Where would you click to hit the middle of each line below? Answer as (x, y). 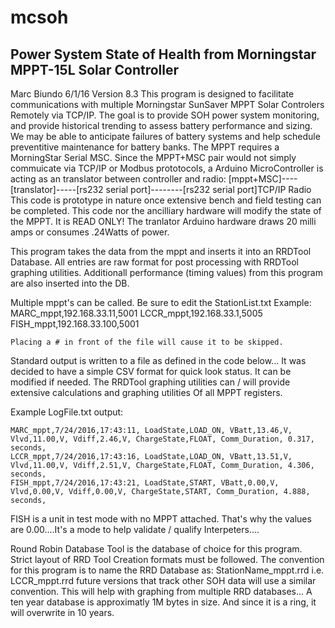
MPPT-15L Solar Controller (95, 69)
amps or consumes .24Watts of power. (90, 232)
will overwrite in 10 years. (62, 612)
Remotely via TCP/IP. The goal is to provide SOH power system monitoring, (165, 115)
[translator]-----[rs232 (57, 189)
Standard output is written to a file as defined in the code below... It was (158, 360)
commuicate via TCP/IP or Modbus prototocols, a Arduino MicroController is (167, 168)
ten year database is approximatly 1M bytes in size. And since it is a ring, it (163, 602)
